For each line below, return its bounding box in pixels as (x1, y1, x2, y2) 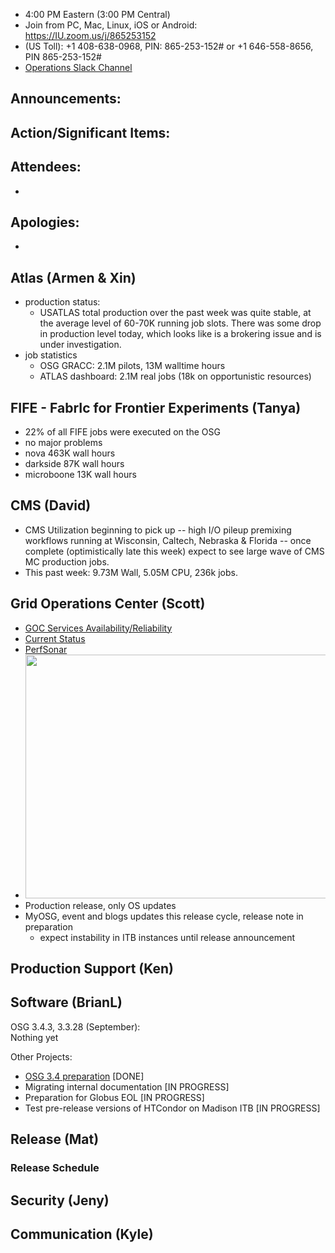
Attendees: (10, 159, 82, 176)
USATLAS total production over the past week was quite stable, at (39, 307, 312, 319)
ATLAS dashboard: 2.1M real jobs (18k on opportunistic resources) (39, 370, 312, 383)
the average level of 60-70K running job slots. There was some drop (39, 317, 322, 329)
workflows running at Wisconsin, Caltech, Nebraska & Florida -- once (24, 534, 312, 546)
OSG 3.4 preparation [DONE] (24, 1070, 145, 1082)
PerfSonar (24, 643, 68, 655)
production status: (24, 296, 101, 308)
